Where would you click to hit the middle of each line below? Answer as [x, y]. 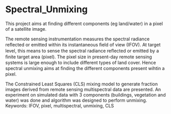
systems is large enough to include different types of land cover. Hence [81, 62]
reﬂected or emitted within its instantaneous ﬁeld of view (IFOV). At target [83, 44]
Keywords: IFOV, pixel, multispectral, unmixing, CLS [60, 105]
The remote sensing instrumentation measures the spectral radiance [78, 39]
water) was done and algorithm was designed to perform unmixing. [76, 100]
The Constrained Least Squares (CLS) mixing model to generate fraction [82, 84]
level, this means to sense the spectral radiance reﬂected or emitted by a [82, 51]
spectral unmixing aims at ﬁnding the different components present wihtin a [85, 68]
